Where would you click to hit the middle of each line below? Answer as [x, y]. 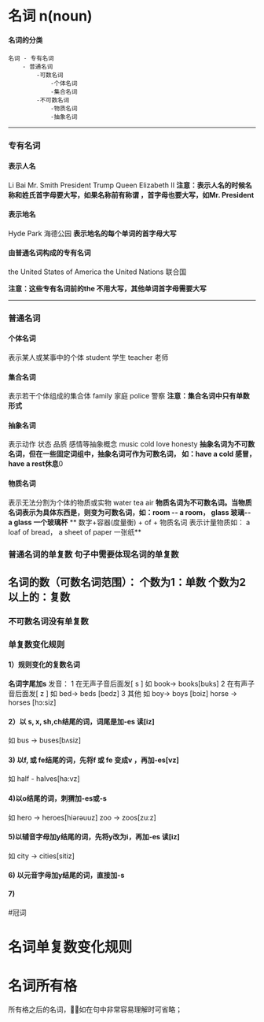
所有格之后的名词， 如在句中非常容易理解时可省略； [95, 1009]
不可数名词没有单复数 [48, 621]
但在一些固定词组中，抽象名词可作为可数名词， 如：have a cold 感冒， [142, 454]
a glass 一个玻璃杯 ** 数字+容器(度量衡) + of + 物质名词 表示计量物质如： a [129, 522]
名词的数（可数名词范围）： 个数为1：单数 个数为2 [127, 582]
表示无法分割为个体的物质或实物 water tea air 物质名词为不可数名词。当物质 [130, 502]
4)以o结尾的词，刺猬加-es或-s [58, 798]
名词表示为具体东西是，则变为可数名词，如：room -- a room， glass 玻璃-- [130, 512]
